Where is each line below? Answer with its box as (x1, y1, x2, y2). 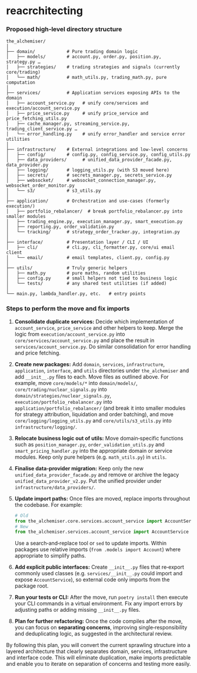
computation (6, 79, 35, 86)
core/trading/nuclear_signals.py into (14, 386, 108, 393)
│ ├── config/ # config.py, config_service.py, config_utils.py (6, 152, 191, 158)
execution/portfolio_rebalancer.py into (14, 398, 113, 405)
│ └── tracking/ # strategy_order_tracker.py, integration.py (6, 229, 181, 235)
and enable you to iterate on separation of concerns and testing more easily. (6, 661, 191, 668)
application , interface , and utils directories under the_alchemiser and (14, 367, 189, 374)
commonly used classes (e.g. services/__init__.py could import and (14, 570, 183, 577)
